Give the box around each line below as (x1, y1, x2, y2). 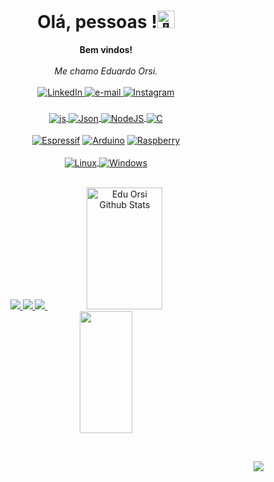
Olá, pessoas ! (37, 11, 158, 34)
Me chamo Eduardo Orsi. (54, 65, 158, 77)
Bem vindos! (79, 43, 133, 55)
